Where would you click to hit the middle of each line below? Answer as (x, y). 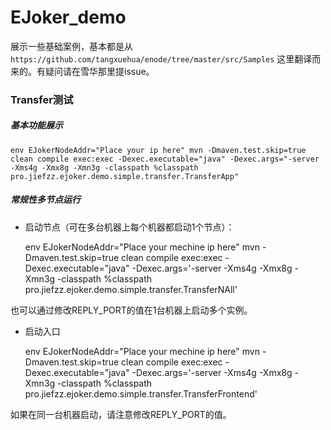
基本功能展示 (36, 125)
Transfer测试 (42, 99)
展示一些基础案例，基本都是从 (71, 46)
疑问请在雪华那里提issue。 (99, 71)
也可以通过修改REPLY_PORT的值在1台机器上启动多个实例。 (131, 310)
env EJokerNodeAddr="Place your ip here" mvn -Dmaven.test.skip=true (158, 150)
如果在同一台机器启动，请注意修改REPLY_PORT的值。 (121, 414)
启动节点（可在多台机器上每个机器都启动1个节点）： (129, 227)
